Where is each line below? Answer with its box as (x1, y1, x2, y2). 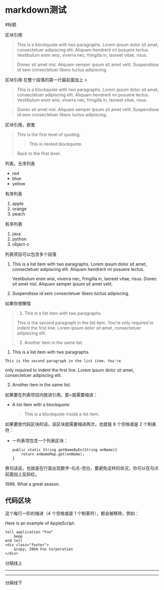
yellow (12, 180, 25, 186)
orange (12, 206, 27, 212)
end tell (5, 538, 23, 543)
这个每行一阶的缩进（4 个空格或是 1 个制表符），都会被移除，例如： (5, 510, 140, 516)
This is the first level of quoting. (17, 131, 81, 137)
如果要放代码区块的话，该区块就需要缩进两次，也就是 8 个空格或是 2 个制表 (5, 421, 156, 427)
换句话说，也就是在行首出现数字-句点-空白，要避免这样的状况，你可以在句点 (5, 465, 159, 471)
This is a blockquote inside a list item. (24, 411, 100, 417)
